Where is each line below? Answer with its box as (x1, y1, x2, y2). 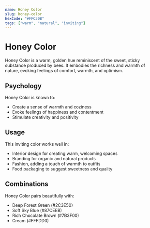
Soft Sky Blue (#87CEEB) (12, 207, 62, 213)
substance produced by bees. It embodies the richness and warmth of (5, 62, 145, 68)
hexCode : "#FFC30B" (5, 16, 45, 21)
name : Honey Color (5, 7, 42, 12)
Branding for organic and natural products (12, 155, 96, 161)
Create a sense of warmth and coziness (12, 104, 92, 109)
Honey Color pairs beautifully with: (5, 193, 74, 198)
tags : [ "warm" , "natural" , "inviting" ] (5, 20, 86, 26)
